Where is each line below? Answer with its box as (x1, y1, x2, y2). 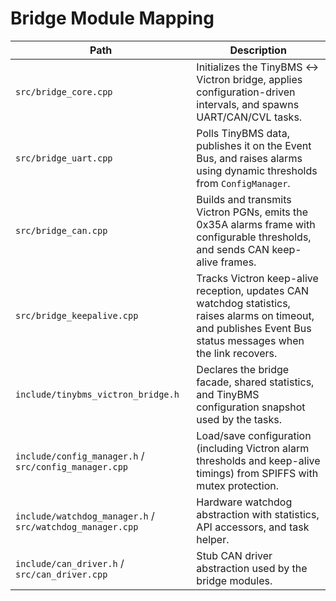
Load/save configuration (196, 428, 312, 442)
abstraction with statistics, (196, 507, 320, 521)
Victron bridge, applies (196, 72, 303, 86)
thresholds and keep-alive (196, 453, 321, 467)
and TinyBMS (196, 387, 260, 401)
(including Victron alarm (196, 441, 310, 455)
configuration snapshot (196, 400, 306, 414)
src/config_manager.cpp (15, 461, 129, 472)
